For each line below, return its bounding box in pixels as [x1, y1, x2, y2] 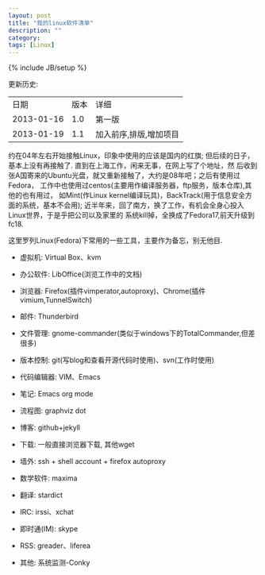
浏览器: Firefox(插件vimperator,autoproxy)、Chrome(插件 [19, 287, 206, 296]
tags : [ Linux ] [8, 41, 56, 49]
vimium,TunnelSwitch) [19, 295, 93, 305]
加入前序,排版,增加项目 [94, 129, 180, 140]
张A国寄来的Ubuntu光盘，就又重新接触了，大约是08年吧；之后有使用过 [8, 171, 240, 180]
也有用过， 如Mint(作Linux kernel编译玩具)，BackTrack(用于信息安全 [21, 191, 246, 200]
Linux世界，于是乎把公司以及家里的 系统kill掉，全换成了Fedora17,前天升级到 [8, 210, 255, 220]
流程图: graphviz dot [19, 406, 86, 415]
